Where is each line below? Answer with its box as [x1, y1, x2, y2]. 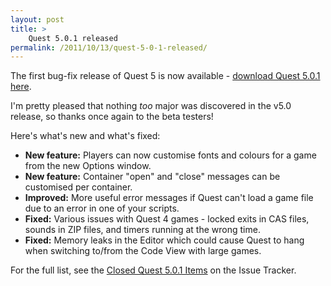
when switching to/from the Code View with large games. [24, 245, 262, 257]
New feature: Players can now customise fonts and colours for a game [24, 149, 317, 161]
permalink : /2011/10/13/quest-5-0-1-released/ [10, 42, 208, 53]
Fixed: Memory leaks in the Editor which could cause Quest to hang [24, 234, 305, 246]
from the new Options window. [24, 160, 152, 172]
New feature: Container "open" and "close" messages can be [24, 171, 281, 183]
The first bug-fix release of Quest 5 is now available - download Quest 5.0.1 [10, 70, 321, 82]
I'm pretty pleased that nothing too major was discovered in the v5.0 [10, 100, 292, 112]
